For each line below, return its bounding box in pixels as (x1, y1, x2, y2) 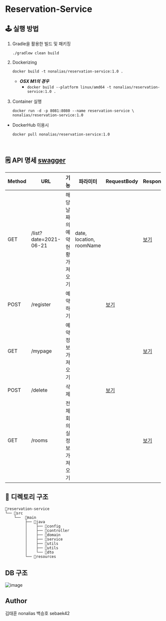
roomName (75, 242, 101, 249)
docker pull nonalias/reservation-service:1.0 (12, 132, 110, 137)
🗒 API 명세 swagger (5, 156, 66, 165)
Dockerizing (12, 60, 37, 65)
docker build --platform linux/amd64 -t (27, 85, 112, 90)
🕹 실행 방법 (5, 24, 39, 33)
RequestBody (105, 178, 138, 185)
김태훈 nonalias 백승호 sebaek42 (5, 611, 70, 617)
